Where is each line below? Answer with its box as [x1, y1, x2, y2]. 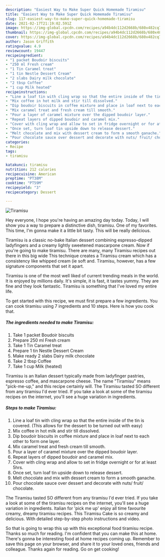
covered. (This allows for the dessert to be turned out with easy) [12, 422, 143, 428]
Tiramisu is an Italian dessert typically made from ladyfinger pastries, [5, 373, 145, 379]
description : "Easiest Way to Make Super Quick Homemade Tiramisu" [5, 7, 146, 12]
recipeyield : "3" [5, 185, 41, 190]
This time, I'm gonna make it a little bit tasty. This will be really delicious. [5, 227, 151, 234]
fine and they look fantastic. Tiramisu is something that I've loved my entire [5, 283, 157, 289]
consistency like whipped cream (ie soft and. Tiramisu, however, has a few [5, 258, 156, 264]
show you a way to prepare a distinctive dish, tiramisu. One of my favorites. [5, 222, 158, 228]
